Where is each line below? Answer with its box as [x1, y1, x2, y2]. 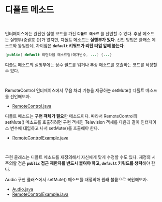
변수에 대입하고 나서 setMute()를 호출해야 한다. [10, 125, 99, 131]
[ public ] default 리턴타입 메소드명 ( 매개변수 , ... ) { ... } [5, 52, 112, 57]
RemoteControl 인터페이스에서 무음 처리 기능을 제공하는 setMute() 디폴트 [5, 87, 145, 93]
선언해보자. [10, 93, 31, 99]
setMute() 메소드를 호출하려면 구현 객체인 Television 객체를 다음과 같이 [5, 119, 140, 125]
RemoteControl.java [12, 103, 52, 109]
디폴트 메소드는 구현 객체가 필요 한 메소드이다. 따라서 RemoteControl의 [5, 113, 138, 119]
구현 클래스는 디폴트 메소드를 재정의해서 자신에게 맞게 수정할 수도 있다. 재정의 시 [5, 154, 156, 160]
